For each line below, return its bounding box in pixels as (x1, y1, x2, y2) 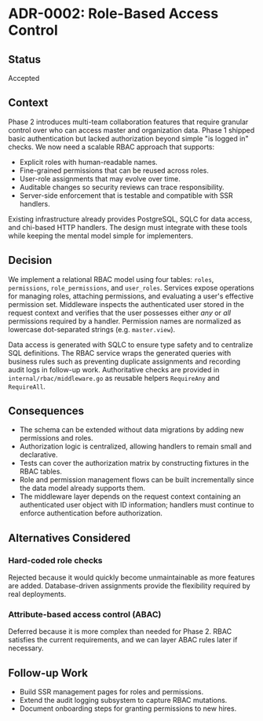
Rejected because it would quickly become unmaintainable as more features (8, 573, 255, 582)
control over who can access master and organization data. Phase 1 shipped (8, 125, 255, 134)
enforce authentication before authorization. (19, 508, 163, 518)
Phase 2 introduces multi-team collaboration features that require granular (8, 117, 249, 126)
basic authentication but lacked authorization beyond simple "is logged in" (8, 134, 249, 143)
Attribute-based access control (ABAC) (8, 609, 162, 620)
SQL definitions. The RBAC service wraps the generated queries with (8, 348, 232, 357)
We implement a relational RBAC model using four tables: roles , (8, 274, 214, 284)
